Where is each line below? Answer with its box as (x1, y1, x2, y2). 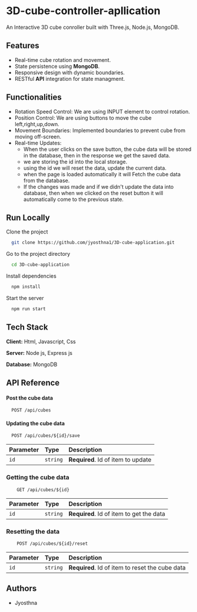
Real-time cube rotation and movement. (14, 56, 111, 63)
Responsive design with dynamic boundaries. (14, 69, 125, 76)
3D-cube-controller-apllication (6, 4, 161, 18)
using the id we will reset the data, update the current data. (23, 164, 166, 172)
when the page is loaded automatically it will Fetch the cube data (23, 170, 181, 177)
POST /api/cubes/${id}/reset (16, 541, 88, 547)
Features (6, 41, 39, 51)
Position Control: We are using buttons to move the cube (14, 114, 152, 121)
